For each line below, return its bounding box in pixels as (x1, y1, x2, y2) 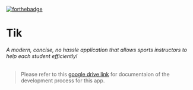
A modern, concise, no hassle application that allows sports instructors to (6, 46, 187, 53)
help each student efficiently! (6, 52, 78, 59)
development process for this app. (20, 77, 105, 84)
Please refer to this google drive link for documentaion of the (20, 71, 170, 78)
